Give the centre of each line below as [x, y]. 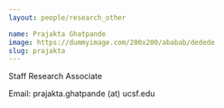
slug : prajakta [37, 50]
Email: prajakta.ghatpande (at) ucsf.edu [82, 94]
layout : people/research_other [67, 18]
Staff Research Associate [56, 76]
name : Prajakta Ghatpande [57, 34]
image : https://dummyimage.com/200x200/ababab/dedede [112, 42]
